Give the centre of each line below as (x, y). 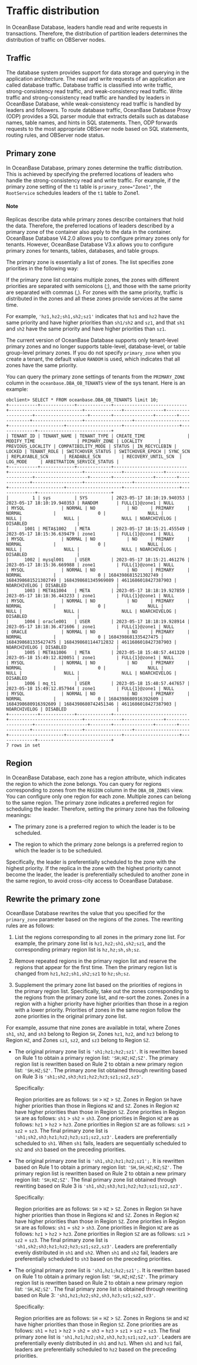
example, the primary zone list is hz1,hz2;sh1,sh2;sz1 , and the (90, 943)
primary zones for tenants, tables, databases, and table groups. (83, 250)
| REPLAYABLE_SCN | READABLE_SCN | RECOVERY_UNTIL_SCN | (94, 457)
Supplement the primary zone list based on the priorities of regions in (98, 985)
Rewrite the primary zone (53, 899)
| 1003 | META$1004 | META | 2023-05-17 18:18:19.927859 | (98, 590)
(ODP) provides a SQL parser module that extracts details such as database (97, 116)
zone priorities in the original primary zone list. (71, 1016)
